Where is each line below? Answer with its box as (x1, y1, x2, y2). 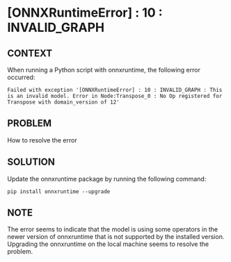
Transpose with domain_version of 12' (7, 99, 120, 106)
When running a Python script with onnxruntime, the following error (7, 66, 200, 74)
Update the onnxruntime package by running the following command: (7, 174, 207, 183)
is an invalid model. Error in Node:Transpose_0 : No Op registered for (7, 92, 223, 99)
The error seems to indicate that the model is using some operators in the (7, 225, 218, 234)
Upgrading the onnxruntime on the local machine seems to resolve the (7, 240, 209, 248)
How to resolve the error (7, 136, 78, 144)
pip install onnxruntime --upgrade (7, 188, 111, 195)
